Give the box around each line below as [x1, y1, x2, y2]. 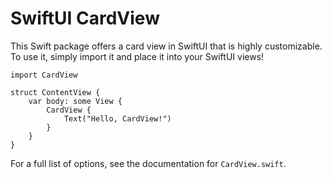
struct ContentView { [10, 87, 101, 97]
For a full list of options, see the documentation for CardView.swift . [10, 157, 287, 169]
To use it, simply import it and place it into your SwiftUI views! [10, 50, 265, 62]
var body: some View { [28, 96, 123, 106]
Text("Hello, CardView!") [63, 113, 172, 124]
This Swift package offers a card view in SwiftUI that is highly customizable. [10, 40, 323, 52]
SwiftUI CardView [10, 7, 160, 30]
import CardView [10, 70, 78, 80]
